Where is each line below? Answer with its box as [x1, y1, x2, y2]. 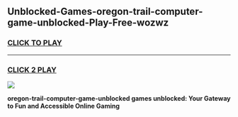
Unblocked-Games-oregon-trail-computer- [7, 6, 203, 18]
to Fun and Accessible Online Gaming [7, 101, 120, 110]
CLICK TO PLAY [7, 38, 62, 48]
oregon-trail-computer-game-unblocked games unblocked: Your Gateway [7, 94, 231, 102]
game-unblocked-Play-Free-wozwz [7, 17, 169, 29]
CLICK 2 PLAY [7, 65, 57, 74]
